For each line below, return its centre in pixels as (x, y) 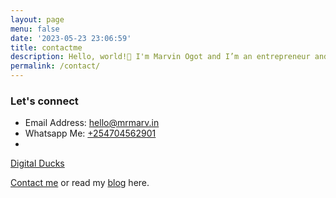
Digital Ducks (37, 163)
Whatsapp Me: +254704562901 (90, 133)
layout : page (37, 19)
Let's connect (44, 101)
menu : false (35, 29)
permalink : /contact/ (55, 66)
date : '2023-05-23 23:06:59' (71, 38)
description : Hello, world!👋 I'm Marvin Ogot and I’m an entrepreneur (160, 57)
